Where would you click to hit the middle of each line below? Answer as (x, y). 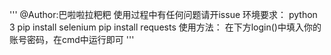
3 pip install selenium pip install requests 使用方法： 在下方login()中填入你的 (165, 27)
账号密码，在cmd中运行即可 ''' (72, 39)
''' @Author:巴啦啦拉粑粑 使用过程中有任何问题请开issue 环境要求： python (163, 14)
